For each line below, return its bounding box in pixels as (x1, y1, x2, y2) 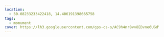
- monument (9, 20, 31, 25)
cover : (4, 25, 18, 30)
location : (4, 7, 25, 12)
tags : (4, 16, 16, 21)
